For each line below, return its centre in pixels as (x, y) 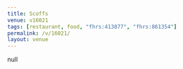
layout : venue (28, 40)
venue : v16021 (28, 20)
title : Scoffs (28, 14)
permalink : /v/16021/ (39, 33)
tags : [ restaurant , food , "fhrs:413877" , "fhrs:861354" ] (92, 26)
